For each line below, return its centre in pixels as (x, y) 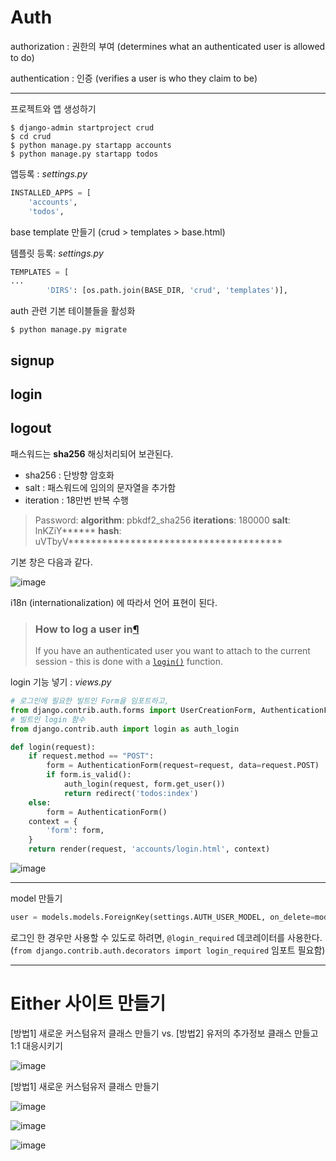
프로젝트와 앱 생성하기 (53, 108)
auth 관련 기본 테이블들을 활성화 (73, 311)
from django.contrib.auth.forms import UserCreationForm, (133, 710)
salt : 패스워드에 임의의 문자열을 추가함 (100, 487)
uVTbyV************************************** (158, 541)
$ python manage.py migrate (69, 330)
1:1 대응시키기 (36, 1045)
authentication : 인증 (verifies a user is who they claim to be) (134, 78)
